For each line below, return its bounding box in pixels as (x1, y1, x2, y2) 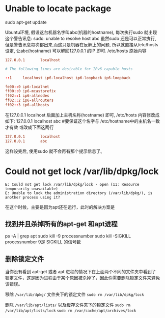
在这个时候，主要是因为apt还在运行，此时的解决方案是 (5, 204, 115, 210)
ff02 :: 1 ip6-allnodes (5, 93, 50, 98)
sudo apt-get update (5, 19, 47, 25)
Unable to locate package (5, 3, 111, 14)
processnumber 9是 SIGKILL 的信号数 (5, 239, 81, 245)
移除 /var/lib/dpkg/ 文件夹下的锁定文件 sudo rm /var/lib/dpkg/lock (5, 291, 144, 297)
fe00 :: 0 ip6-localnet (5, 84, 50, 89)
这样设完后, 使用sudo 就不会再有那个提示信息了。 (5, 148, 105, 154)
